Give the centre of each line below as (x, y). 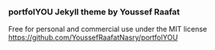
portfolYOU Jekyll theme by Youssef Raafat (94, 12)
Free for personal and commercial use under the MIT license (108, 29)
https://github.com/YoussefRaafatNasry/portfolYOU (93, 37)
